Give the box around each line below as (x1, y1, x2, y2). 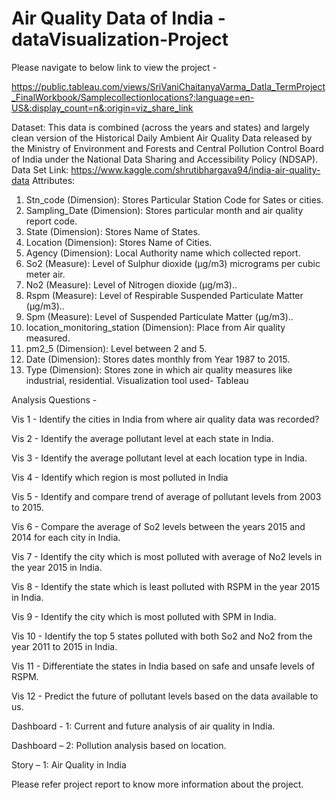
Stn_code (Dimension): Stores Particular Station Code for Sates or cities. (25, 193, 324, 206)
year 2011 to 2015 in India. (11, 640, 118, 652)
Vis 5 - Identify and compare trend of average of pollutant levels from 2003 (11, 490, 322, 502)
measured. (25, 332, 71, 344)
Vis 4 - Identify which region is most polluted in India (11, 471, 229, 483)
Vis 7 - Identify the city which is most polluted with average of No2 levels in (11, 550, 323, 562)
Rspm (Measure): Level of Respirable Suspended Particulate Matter (25, 289, 304, 301)
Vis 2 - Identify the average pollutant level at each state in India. (11, 432, 274, 444)
